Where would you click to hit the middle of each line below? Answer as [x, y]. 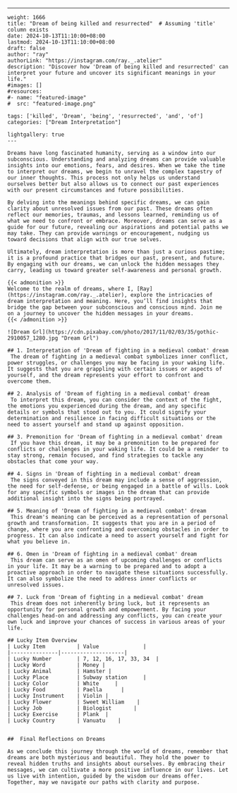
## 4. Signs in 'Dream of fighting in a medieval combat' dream [104, 474]
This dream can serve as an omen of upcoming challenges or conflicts [116, 560]
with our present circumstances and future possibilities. [96, 190]
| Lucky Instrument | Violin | [58, 696]
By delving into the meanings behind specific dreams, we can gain [109, 202]
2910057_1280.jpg [33, 338]
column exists [28, 30]
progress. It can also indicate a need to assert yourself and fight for [118, 536]
